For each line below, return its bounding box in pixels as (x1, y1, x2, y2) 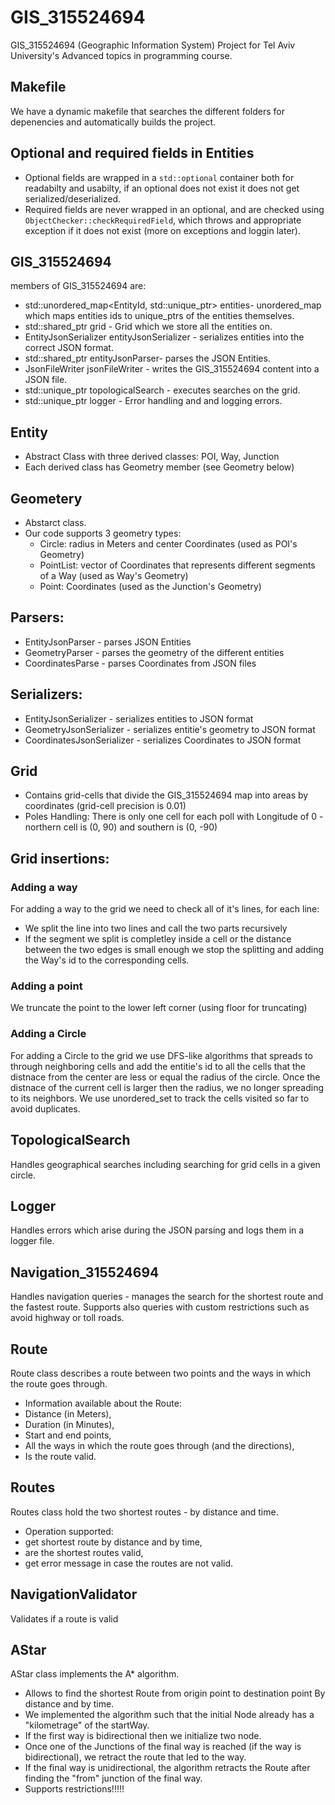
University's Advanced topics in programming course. (10, 49, 233, 61)
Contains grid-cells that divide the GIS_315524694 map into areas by (24, 789, 309, 801)
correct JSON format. (24, 342, 114, 354)
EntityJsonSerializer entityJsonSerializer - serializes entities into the (24, 331, 305, 343)
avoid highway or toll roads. (10, 1312, 125, 1324)
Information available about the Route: (24, 1397, 182, 1409)
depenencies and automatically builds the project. (10, 116, 217, 128)
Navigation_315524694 (10, 1264, 160, 1281)
